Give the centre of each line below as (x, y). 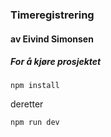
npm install (35, 86)
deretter (27, 104)
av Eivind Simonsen (52, 39)
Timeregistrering (52, 15)
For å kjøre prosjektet (56, 62)
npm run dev (35, 123)
